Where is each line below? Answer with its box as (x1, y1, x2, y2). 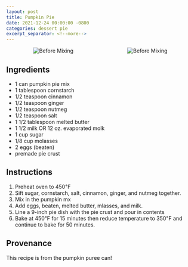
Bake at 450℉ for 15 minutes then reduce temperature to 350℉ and (14, 215, 183, 222)
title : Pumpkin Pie (6, 14, 55, 20)
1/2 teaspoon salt (14, 111, 58, 119)
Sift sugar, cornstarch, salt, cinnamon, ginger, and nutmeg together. (14, 189, 181, 197)
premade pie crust (14, 150, 60, 157)
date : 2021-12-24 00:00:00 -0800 (6, 20, 90, 26)
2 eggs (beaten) (14, 144, 55, 151)
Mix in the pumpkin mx (14, 195, 71, 203)
